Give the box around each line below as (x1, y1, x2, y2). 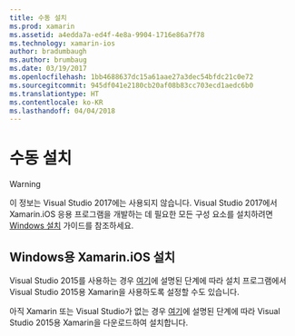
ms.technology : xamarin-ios (9, 38, 116, 48)
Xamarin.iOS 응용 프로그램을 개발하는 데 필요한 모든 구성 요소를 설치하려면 (9, 209, 274, 220)
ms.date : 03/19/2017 (9, 64, 88, 74)
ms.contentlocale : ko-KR (9, 97, 103, 107)
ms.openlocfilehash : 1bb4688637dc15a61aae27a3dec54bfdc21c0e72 (9, 73, 254, 82)
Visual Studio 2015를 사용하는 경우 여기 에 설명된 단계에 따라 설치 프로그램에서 (9, 275, 287, 286)
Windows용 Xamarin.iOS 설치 (9, 249, 175, 264)
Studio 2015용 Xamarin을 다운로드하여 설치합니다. (9, 317, 189, 328)
